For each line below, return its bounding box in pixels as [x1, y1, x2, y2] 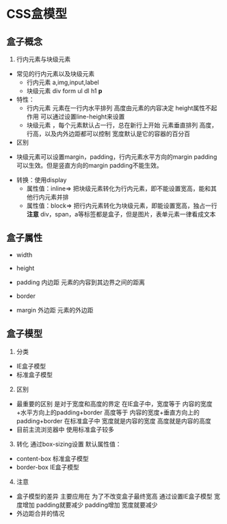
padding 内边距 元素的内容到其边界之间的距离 [16, 278, 145, 286]
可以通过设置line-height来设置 [40, 112, 125, 121]
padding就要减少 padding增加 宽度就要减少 [36, 501, 158, 509]
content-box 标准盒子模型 [16, 454, 90, 462]
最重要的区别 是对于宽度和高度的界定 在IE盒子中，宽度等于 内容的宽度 [16, 399, 213, 408]
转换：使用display [16, 176, 67, 184]
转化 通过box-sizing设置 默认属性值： [16, 440, 122, 448]
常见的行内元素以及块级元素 [16, 70, 95, 77]
